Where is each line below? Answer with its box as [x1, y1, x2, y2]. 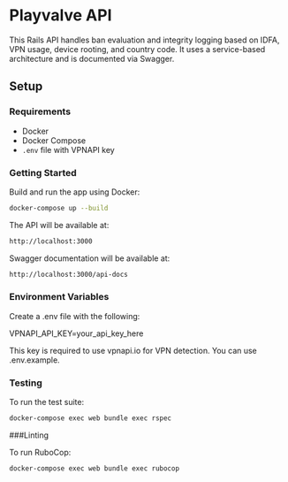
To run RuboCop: [9, 448, 72, 458]
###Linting [9, 430, 49, 440]
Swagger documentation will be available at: [9, 253, 171, 264]
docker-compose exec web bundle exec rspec [9, 414, 172, 423]
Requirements [9, 105, 72, 118]
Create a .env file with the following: [9, 310, 140, 321]
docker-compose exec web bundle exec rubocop [9, 464, 179, 473]
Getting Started [9, 166, 77, 179]
